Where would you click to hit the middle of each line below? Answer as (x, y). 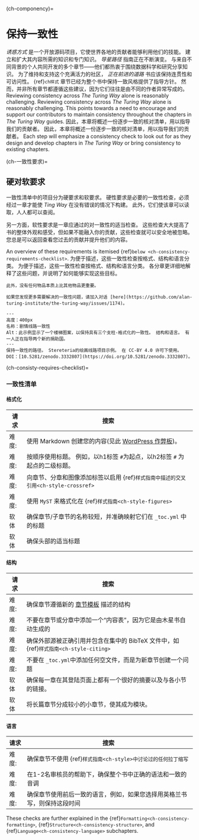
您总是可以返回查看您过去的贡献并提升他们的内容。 (68, 239)
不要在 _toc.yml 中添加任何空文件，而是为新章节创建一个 (105, 660)
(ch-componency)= (30, 9)
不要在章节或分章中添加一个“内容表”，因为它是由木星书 (103, 620)
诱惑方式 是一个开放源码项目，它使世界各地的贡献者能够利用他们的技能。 (95, 52)
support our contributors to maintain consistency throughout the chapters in (99, 114)
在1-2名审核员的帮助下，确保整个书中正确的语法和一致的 (107, 774)
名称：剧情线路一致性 (28, 326)
